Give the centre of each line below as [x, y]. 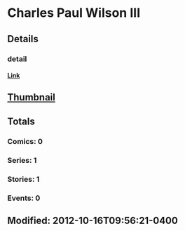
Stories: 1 [23, 179]
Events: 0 [24, 198]
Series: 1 [22, 160]
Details [23, 39]
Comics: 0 [25, 141]
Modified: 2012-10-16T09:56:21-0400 [93, 220]
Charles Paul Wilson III [74, 13]
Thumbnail [32, 97]
